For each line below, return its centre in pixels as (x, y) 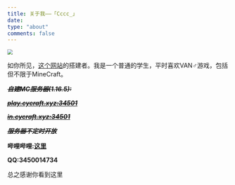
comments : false (31, 33)
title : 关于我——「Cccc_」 (43, 14)
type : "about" (28, 27)
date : (15, 20)
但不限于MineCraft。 (37, 74)
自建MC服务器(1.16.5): (40, 89)
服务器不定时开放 (32, 131)
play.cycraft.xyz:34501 (43, 103)
